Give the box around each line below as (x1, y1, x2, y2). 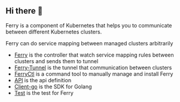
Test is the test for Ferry (14, 89, 74, 96)
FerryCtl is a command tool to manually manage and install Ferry (14, 70, 173, 78)
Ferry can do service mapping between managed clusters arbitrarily (5, 39, 173, 47)
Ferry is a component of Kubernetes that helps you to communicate (5, 21, 172, 29)
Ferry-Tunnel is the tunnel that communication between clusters (14, 64, 172, 71)
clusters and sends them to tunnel (14, 57, 99, 64)
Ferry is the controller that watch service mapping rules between (14, 51, 174, 58)
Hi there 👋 (5, 6, 43, 16)
